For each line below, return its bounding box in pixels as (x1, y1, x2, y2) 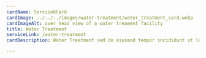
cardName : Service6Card (6, 9, 67, 15)
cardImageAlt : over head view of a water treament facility (6, 20, 164, 26)
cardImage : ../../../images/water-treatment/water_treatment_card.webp (6, 15, 193, 21)
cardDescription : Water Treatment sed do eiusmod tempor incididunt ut (6, 37, 193, 43)
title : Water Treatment (6, 26, 67, 32)
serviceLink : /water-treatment (6, 32, 86, 38)
